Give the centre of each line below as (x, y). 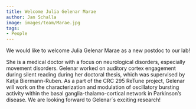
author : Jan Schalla (32, 17)
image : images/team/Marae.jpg (43, 23)
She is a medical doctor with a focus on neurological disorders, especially (96, 62)
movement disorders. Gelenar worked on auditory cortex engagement (91, 68)
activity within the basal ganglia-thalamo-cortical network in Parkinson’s (94, 94)
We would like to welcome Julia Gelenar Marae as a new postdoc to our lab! (98, 50)
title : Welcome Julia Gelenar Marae (51, 12)
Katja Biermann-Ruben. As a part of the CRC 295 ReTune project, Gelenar (95, 81)
